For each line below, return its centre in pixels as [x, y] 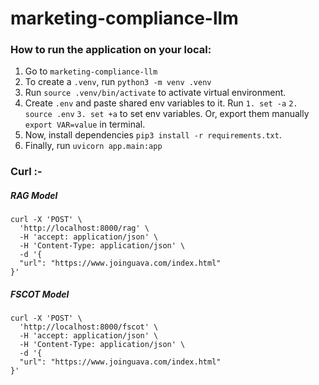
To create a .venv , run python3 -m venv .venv [118, 82]
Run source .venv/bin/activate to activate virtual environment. [155, 93]
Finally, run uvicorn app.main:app [93, 146]
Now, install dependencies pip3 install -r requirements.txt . [153, 135]
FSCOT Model [40, 294]
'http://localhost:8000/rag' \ [84, 228]
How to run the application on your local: [111, 50]
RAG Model [34, 195]
